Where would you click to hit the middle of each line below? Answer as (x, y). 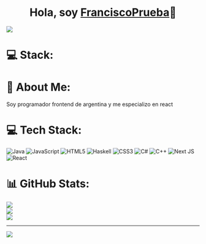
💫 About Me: (39, 87)
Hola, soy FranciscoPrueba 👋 (103, 13)
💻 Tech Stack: (44, 130)
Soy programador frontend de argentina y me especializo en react (90, 104)
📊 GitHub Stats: (48, 184)
